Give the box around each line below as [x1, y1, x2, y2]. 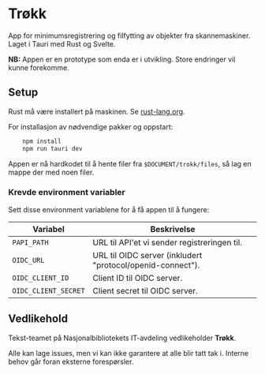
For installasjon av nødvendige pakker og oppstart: [8, 122, 174, 131]
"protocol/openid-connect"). [92, 260, 200, 271]
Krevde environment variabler [8, 187, 125, 198]
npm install [22, 137, 62, 145]
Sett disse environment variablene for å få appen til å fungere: [8, 204, 210, 214]
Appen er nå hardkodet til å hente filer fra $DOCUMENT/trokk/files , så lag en [8, 159, 252, 168]
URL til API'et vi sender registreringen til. [92, 237, 243, 248]
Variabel [32, 223, 65, 234]
